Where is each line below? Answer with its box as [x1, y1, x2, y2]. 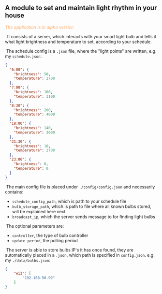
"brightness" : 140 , [14, 126, 53, 131]
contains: [5, 189, 24, 195]
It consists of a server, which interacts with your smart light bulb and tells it [7, 33, 156, 39]
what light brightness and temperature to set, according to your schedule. [5, 39, 152, 44]
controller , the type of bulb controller [12, 232, 88, 238]
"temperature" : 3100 [14, 94, 55, 99]
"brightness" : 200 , [14, 107, 53, 113]
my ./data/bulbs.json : [5, 257, 51, 263]
